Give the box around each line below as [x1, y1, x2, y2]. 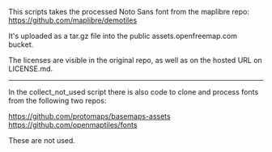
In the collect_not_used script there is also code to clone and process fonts [8, 87, 259, 96]
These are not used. [8, 136, 75, 145]
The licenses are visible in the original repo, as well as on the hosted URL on [8, 56, 263, 65]
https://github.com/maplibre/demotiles [8, 15, 138, 25]
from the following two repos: [8, 96, 107, 105]
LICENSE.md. [8, 64, 53, 74]
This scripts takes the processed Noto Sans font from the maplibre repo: [8, 7, 249, 16]
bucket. [8, 40, 34, 49]
